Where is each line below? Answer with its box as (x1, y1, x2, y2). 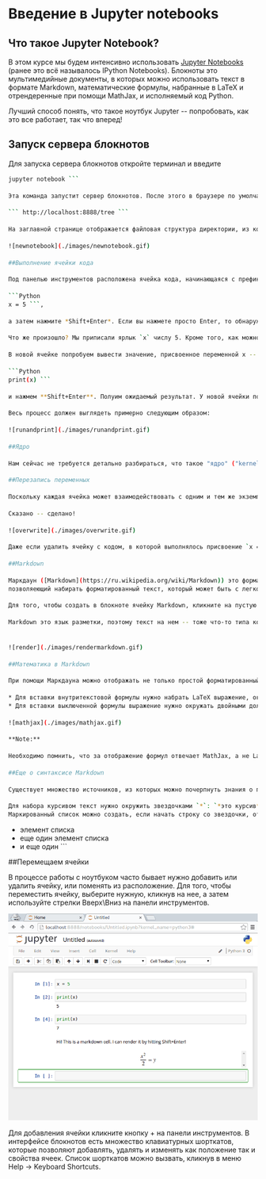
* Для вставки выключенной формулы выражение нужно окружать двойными (8, 702, 246, 710)
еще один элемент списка (19, 833, 109, 843)
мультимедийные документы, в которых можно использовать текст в (8, 75, 245, 83)
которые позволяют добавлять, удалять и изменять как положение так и (8, 1145, 256, 1154)
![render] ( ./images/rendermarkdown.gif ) (8, 643, 144, 651)
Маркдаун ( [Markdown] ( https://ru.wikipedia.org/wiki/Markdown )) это (8, 576, 239, 584)
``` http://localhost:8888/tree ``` (8, 209, 129, 216)
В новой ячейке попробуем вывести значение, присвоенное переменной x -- (8, 350, 257, 359)
